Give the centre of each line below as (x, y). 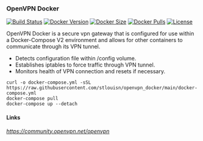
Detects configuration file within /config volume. (76, 59)
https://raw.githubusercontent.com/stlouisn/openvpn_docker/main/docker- (102, 88)
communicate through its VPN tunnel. (53, 46)
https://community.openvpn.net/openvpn (58, 131)
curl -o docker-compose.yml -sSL (49, 83)
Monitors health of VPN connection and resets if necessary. (90, 71)
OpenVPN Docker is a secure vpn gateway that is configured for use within (100, 34)
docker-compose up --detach (42, 104)
